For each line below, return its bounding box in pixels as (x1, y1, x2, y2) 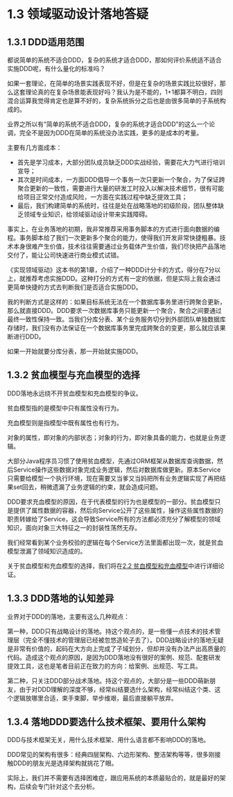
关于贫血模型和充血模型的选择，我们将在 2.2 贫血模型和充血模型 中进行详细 (7, 561, 219, 569)
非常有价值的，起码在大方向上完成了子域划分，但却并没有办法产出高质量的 (12, 644, 226, 653)
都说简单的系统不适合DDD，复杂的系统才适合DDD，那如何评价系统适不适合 (7, 56, 222, 64)
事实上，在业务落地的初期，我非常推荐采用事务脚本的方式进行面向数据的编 (7, 225, 220, 233)
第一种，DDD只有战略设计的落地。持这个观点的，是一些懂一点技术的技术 (7, 627, 215, 635)
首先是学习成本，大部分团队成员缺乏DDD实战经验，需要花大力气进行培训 (17, 158, 225, 166)
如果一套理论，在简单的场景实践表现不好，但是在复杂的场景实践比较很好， (7, 79, 220, 87)
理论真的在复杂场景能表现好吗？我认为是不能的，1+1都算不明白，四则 (25, 88, 223, 96)
